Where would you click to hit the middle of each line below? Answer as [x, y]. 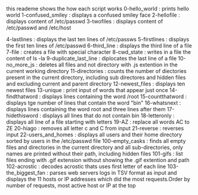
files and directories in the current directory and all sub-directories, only [95, 147]
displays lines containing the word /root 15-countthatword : [115, 96]
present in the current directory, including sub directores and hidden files [96, 77]
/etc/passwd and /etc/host [39, 28]
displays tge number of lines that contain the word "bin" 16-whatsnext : [94, 103]
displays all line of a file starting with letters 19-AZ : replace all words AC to [98, 122]
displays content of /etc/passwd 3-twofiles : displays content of [85, 21]
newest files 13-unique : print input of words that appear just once [87, 90]
